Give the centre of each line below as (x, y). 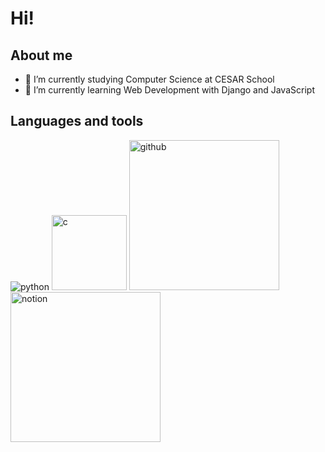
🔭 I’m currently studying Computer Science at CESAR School (149, 79)
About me (41, 55)
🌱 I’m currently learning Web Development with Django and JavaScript (169, 90)
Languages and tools (77, 121)
